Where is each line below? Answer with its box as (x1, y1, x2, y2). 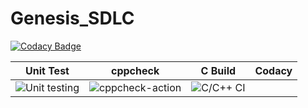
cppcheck (111, 63, 160, 77)
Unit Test (25, 63, 70, 77)
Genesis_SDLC (10, 7, 135, 30)
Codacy (254, 63, 293, 77)
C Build (200, 63, 237, 77)
